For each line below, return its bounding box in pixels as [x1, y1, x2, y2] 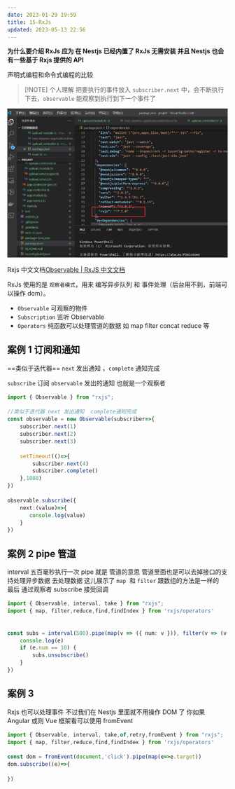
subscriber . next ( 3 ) [20, 438, 77, 445]
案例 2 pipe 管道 [7, 547, 76, 560]
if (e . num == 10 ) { [20, 645, 77, 652]
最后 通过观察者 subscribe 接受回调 [7, 585, 108, 594]
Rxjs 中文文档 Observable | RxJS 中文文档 [7, 265, 126, 273]
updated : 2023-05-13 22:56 [7, 26, 86, 33]
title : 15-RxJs [7, 18, 52, 26]
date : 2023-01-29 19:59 [7, 11, 77, 18]
